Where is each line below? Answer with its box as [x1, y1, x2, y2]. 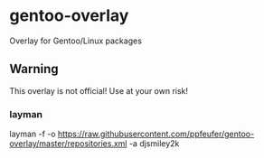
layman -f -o [9, 128, 56, 140]
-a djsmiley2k [128, 138, 180, 149]
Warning [9, 61, 59, 77]
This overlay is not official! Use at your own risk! [9, 85, 188, 96]
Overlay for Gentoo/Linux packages [9, 35, 143, 46]
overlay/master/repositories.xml [9, 138, 127, 149]
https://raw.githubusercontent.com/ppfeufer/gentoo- [57, 128, 255, 140]
